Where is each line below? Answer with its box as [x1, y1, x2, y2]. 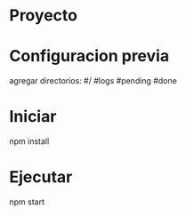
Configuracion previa [9, 46, 170, 67]
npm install [9, 136, 50, 147]
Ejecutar [9, 167, 73, 188]
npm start [9, 196, 45, 207]
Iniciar [9, 107, 57, 127]
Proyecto [9, 5, 78, 26]
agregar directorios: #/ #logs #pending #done [9, 76, 178, 86]
